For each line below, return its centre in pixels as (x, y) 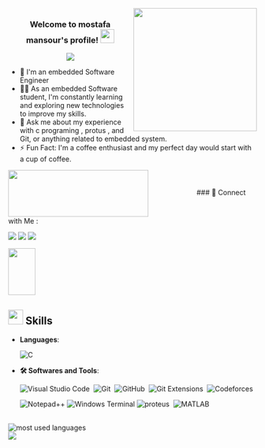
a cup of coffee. (46, 159)
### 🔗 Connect (221, 193)
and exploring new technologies (72, 106)
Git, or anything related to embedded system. (93, 139)
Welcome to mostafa (70, 24)
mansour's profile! (62, 40)
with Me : (23, 221)
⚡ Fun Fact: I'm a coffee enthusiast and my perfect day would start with (136, 148)
